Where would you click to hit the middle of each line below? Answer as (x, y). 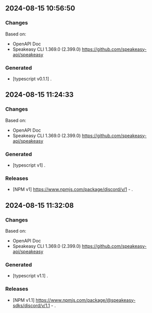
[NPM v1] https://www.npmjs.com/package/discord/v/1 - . (73, 190)
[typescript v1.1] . (30, 276)
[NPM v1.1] (24, 300)
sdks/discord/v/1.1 (31, 305)
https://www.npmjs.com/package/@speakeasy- (86, 300)
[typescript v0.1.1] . (32, 79)
